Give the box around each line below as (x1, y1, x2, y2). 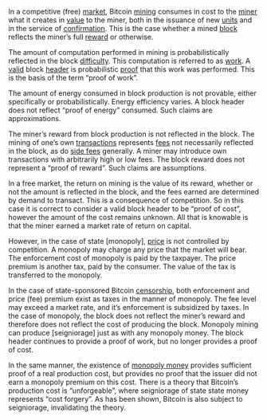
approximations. (8, 114, 61, 123)
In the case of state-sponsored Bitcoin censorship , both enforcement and (8, 286, 249, 295)
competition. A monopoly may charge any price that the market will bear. (8, 245, 247, 254)
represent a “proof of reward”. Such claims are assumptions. (8, 163, 207, 172)
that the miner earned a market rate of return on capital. (8, 221, 191, 230)
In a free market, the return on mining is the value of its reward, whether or (8, 179, 253, 188)
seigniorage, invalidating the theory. (8, 402, 126, 412)
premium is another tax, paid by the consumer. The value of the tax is (8, 262, 237, 271)
